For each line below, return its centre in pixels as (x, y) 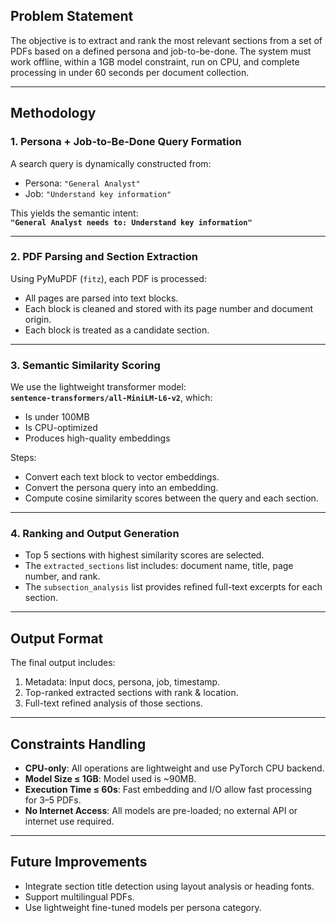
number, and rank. (62, 576)
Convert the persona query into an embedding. (121, 488)
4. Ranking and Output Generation (95, 534)
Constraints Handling (78, 744)
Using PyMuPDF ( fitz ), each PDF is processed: (108, 278)
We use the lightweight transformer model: (98, 387)
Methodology (53, 113)
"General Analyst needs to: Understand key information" (131, 222)
